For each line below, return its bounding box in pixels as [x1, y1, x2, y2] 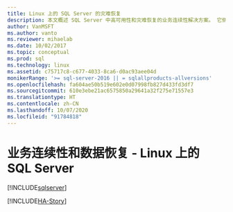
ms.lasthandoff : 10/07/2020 [7, 107, 89, 114]
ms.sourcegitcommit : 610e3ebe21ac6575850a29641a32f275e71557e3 [7, 87, 194, 94]
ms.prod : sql [7, 55, 45, 62]
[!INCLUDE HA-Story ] [7, 197, 67, 205]
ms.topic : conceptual [7, 49, 70, 56]
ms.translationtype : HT [7, 94, 76, 101]
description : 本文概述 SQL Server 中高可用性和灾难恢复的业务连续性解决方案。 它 [7, 17, 223, 24]
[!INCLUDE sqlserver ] [7, 183, 67, 191]
